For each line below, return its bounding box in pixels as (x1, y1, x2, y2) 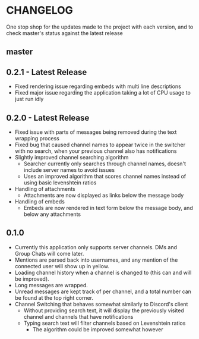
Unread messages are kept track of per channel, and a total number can (14, 288, 192, 295)
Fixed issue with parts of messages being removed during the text (14, 128, 177, 136)
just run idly (14, 96, 44, 103)
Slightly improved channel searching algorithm (14, 153, 129, 161)
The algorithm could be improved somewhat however (32, 325, 163, 333)
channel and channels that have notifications (23, 313, 134, 320)
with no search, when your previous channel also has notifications (14, 147, 177, 155)
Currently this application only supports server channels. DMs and (14, 243, 177, 250)
